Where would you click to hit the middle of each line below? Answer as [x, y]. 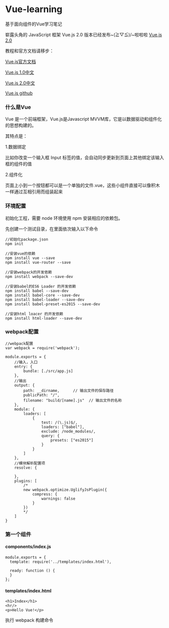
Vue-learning [34, 9]
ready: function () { [33, 570]
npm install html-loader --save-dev [44, 318]
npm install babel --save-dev [37, 291]
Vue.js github [19, 93]
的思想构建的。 [21, 125]
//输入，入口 [26, 362]
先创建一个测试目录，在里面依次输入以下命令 [52, 229]
